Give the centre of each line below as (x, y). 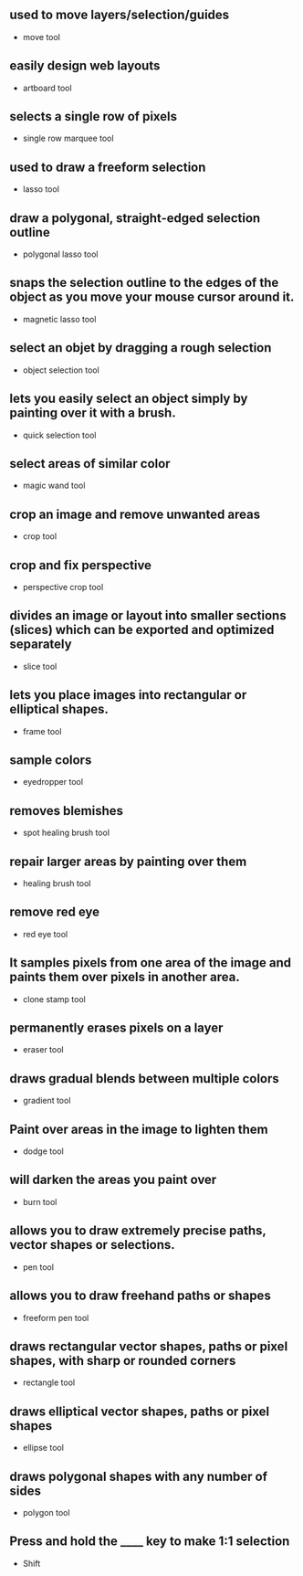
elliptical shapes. (59, 709)
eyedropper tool (53, 782)
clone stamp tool (54, 999)
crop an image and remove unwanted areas (135, 514)
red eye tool (45, 934)
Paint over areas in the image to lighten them (139, 1129)
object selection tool (61, 370)
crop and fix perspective (81, 565)
